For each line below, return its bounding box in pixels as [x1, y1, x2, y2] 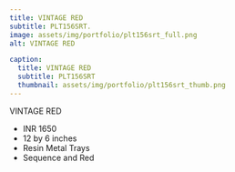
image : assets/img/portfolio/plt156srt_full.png [9, 30, 198, 39]
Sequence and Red [22, 152, 95, 163]
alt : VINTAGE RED [9, 38, 76, 48]
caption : [9, 56, 43, 65]
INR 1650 [22, 123, 57, 134]
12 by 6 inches [22, 133, 77, 144]
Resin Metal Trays [22, 142, 90, 153]
